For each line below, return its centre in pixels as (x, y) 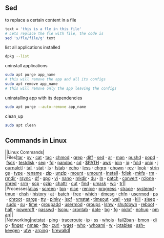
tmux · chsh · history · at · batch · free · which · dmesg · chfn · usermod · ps (82, 194)
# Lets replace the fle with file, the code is (54, 33)
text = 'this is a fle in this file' (43, 29)
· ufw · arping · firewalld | (46, 231)
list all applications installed (33, 47)
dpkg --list (17, 56)
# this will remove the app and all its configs (55, 79)
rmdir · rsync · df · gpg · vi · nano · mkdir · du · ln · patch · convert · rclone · (81, 178)
